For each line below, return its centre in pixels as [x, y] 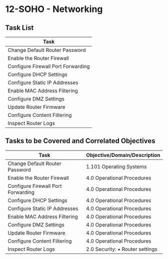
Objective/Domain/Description [123, 155]
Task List [19, 28]
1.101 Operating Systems [116, 166]
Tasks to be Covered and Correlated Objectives [80, 141]
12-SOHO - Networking [54, 9]
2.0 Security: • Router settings [121, 249]
